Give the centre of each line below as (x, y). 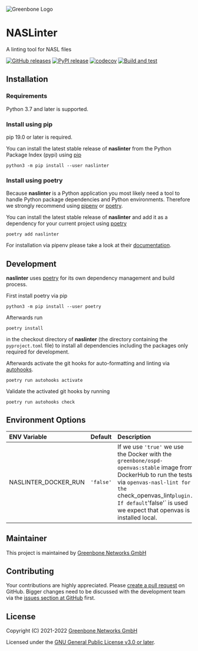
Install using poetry (34, 180)
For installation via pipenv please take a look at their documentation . (89, 246)
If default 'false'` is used (153, 503)
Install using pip (29, 124)
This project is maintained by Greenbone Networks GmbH (76, 552)
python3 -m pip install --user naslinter (58, 165)
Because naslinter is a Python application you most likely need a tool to (93, 193)
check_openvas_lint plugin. (155, 495)
